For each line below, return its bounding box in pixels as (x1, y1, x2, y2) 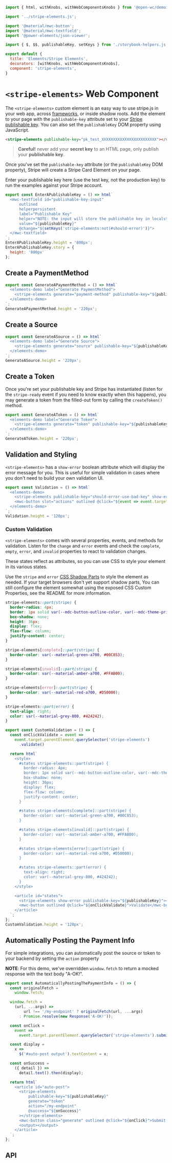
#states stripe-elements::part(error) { (18, 865, 106, 870)
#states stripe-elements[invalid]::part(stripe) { (18, 827, 130, 832)
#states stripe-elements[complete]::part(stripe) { (18, 808, 132, 813)
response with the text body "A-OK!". (5, 971, 83, 977)
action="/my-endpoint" (28, 1103, 77, 1109)
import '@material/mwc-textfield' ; (5, 28, 81, 33)
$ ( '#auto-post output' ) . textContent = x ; (18, 1051, 109, 1057)
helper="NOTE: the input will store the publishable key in (18, 216, 150, 221)
